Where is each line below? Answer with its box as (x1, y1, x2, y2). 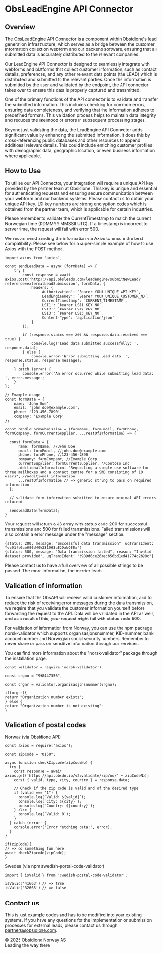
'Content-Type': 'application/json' (40, 315, 115, 320)
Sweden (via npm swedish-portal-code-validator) (5, 863, 105, 869)
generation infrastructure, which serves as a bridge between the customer (5, 41, 155, 47)
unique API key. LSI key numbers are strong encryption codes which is (5, 201, 147, 207)
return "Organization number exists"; (5, 694, 84, 700)
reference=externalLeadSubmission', (5, 281, 80, 286)
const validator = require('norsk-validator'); (5, 665, 104, 669)
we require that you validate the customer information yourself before (5, 605, 145, 611)
